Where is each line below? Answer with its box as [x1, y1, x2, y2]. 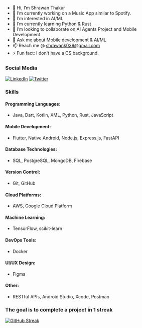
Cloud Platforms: [5, 192, 42, 198]
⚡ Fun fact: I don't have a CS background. [12, 50, 99, 56]
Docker [12, 248, 28, 254]
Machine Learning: [5, 214, 46, 220]
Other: [5, 282, 19, 289]
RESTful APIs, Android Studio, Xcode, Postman [12, 294, 109, 300]
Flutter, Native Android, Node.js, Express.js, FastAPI [12, 135, 119, 141]
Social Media [5, 64, 38, 71]
